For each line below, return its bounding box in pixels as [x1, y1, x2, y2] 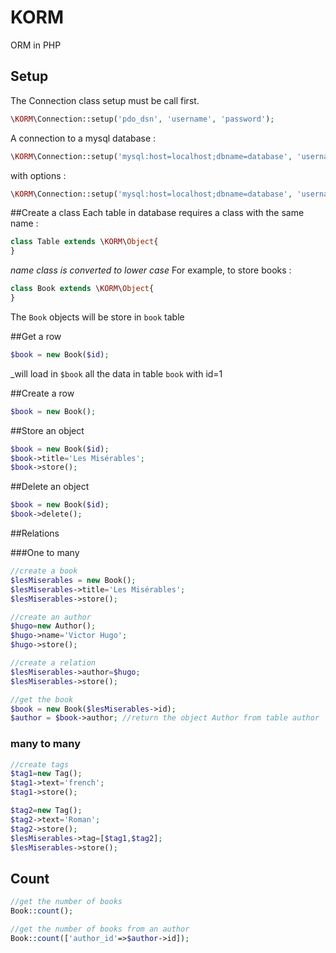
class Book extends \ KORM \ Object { [10, 284, 155, 294]
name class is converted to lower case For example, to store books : [10, 264, 292, 276]
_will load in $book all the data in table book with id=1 [10, 367, 223, 380]
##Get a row [10, 330, 62, 342]
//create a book [10, 566, 78, 576]
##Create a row [10, 387, 75, 399]
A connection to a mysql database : [10, 132, 157, 144]
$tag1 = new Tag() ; [10, 769, 83, 779]
